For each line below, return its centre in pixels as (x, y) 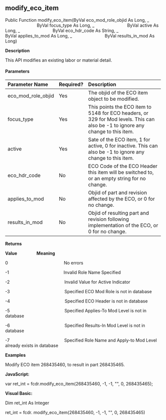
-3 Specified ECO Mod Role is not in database (79, 292)
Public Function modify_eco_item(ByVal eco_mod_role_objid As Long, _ (77, 20)
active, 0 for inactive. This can (123, 146)
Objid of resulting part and (119, 213)
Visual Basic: (19, 393)
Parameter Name (28, 84)
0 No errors (44, 263)
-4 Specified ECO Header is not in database (77, 301)
